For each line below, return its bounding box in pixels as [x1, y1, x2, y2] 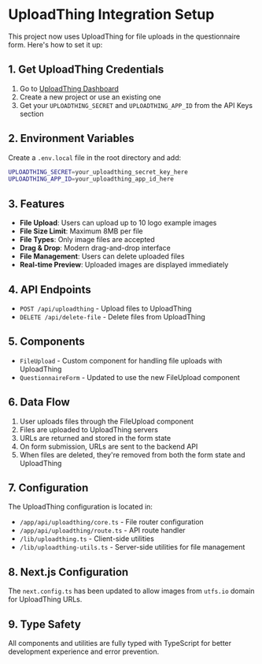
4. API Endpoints [8, 282, 92, 297]
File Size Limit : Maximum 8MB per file [19, 226, 143, 236]
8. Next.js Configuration [8, 565, 129, 579]
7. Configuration [8, 481, 89, 494]
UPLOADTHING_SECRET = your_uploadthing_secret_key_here [8, 168, 189, 176]
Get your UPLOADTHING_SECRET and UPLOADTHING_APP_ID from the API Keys [19, 100, 253, 110]
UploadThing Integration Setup [8, 6, 215, 24]
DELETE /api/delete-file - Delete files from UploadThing [19, 311, 206, 321]
